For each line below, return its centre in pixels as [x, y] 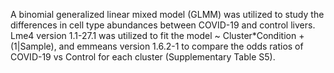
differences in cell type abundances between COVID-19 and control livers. [163, 25]
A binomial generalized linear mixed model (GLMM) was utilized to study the [167, 14]
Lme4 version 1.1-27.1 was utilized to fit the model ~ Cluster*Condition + [157, 35]
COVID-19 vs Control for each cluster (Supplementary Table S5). [143, 57]
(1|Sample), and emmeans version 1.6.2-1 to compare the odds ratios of [157, 46]
